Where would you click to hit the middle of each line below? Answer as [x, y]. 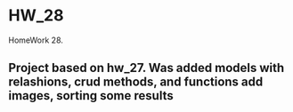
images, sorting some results [91, 96]
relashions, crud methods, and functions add [136, 82]
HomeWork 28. [36, 40]
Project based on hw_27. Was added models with [146, 68]
